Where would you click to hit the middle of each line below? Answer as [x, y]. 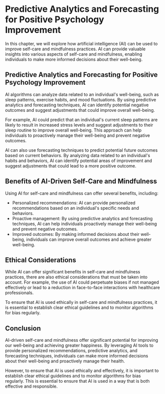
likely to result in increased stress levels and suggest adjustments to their [79, 125]
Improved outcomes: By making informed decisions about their [76, 234]
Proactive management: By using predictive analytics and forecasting [82, 218]
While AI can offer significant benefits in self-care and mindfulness [73, 272]
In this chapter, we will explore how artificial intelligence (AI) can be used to [82, 43]
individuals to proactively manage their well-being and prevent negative [78, 135]
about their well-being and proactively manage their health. [65, 361]
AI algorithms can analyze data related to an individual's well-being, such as [82, 94]
